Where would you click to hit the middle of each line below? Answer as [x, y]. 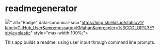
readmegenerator [41, 8]
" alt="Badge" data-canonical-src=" [46, 22]
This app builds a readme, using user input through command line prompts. [80, 42]
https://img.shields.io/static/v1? [113, 22]
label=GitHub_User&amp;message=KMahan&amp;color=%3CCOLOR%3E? [80, 28]
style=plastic [18, 33]
